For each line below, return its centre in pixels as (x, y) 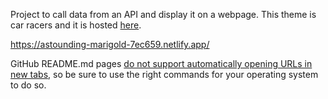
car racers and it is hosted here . (76, 25)
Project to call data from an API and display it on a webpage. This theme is (163, 14)
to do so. (28, 85)
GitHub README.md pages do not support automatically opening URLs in (161, 63)
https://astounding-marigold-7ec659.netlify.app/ (110, 44)
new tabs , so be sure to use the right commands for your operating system (164, 74)
